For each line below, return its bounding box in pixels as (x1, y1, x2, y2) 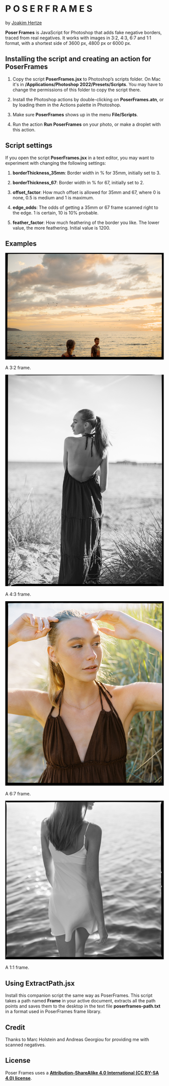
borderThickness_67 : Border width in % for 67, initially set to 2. (12, 179, 144, 185)
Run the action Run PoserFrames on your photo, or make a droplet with (12, 121, 161, 127)
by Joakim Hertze (5, 20, 42, 26)
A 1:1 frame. (5, 965, 29, 971)
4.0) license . (5, 1075, 32, 1081)
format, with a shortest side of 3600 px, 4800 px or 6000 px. (5, 40, 132, 46)
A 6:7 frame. (5, 791, 31, 797)
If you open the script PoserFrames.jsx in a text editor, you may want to (5, 155, 154, 161)
